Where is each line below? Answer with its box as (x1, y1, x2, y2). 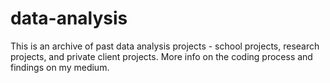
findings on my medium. (10, 61, 110, 73)
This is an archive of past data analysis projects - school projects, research (10, 40, 320, 52)
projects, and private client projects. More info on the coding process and (10, 50, 313, 62)
